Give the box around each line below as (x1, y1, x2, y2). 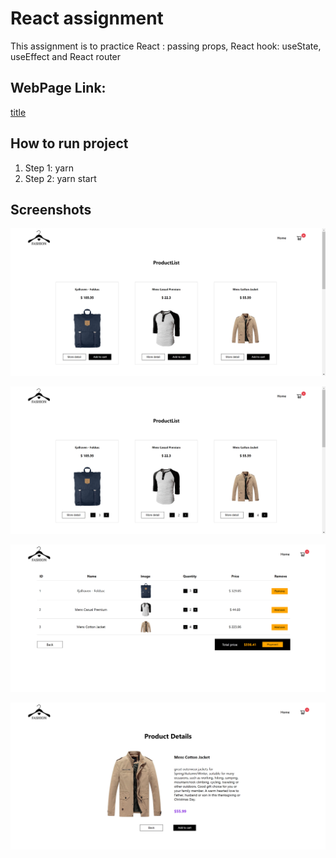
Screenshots (10, 201, 92, 218)
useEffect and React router (10, 50, 122, 62)
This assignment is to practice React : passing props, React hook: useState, (10, 40, 322, 52)
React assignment (10, 7, 164, 30)
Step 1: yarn (24, 162, 74, 174)
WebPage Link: (10, 80, 107, 97)
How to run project (10, 135, 129, 152)
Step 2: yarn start (24, 172, 97, 184)
